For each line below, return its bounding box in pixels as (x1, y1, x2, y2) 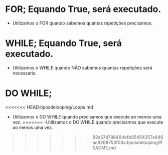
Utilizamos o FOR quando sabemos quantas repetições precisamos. (12, 20, 153, 26)
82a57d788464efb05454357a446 (92, 134, 163, 140)
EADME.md (92, 144, 116, 150)
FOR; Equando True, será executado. (5, 3, 161, 15)
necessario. (12, 70, 37, 76)
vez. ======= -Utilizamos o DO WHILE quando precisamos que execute (12, 119, 163, 125)
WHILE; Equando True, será (5, 37, 122, 49)
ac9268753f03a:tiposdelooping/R (92, 139, 162, 145)
